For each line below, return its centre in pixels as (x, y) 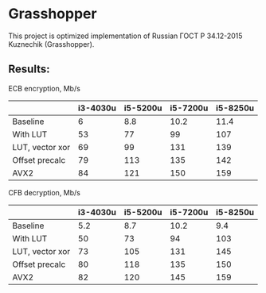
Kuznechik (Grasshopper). (51, 44)
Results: (29, 69)
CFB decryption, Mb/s (45, 192)
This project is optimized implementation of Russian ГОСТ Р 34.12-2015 (125, 36)
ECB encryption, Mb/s (45, 88)
